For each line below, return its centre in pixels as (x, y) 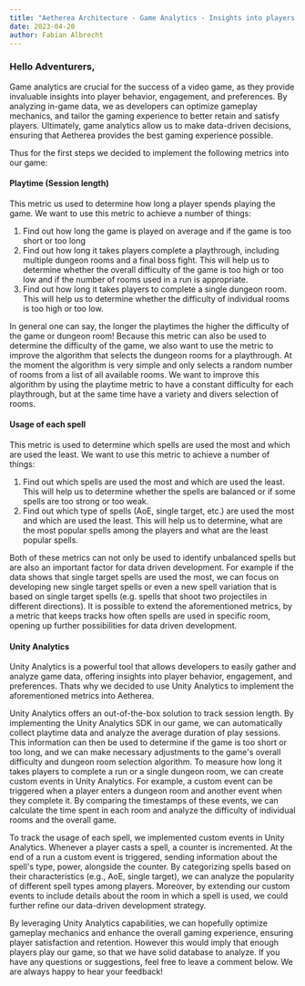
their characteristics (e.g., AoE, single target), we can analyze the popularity (152, 877)
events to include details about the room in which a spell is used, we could (149, 896)
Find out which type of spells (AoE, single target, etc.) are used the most (158, 511)
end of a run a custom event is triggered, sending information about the (143, 857)
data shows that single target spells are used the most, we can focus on (144, 577)
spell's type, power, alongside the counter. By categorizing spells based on (150, 867)
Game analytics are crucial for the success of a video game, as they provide (152, 87)
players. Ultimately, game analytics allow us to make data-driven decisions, (150, 125)
